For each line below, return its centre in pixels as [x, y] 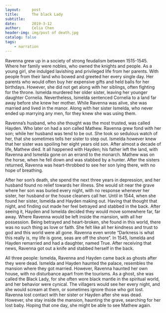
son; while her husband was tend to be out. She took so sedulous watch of [81, 133]
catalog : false [21, 38]
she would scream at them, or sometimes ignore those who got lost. [75, 289]
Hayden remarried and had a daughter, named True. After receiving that [78, 243]
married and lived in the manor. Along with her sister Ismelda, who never [79, 108]
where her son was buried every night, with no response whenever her [77, 190]
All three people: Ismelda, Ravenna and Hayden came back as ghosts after [81, 258]
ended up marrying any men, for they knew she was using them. [71, 113]
